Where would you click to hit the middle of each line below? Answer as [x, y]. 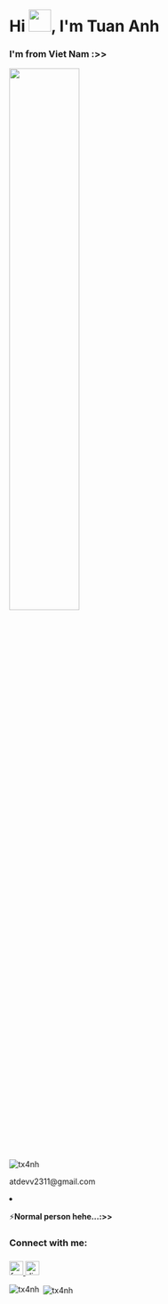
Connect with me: [48, 1243]
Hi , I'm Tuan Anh [84, 26]
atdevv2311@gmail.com [52, 1181]
